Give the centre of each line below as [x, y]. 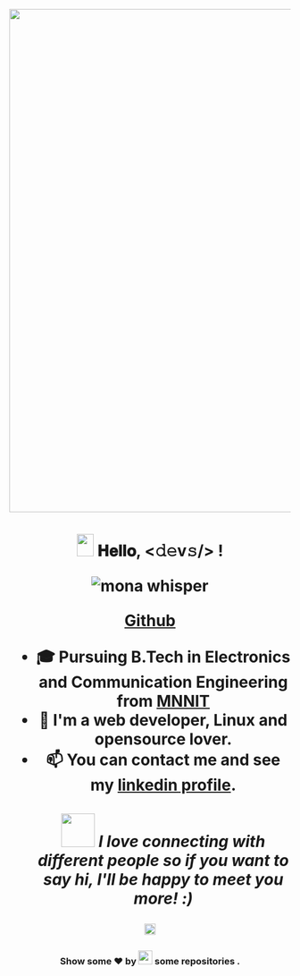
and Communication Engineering [163, 682]
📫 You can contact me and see [163, 760]
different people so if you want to [163, 861]
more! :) [163, 899]
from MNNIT [163, 701]
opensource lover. [163, 739]
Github [150, 621]
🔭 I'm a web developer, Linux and [163, 721]
